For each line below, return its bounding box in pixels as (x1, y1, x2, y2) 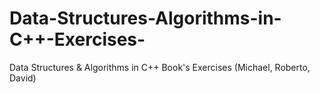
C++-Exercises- (9, 28, 146, 51)
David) (9, 72, 37, 84)
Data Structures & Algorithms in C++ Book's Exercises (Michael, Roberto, (9, 61, 311, 73)
